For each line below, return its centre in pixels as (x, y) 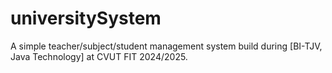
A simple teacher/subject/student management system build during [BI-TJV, (166, 46)
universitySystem (86, 18)
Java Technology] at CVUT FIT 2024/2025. (99, 56)
